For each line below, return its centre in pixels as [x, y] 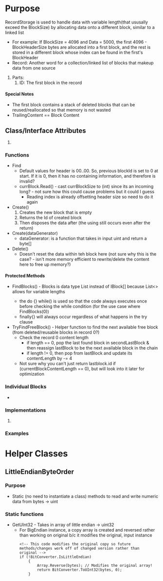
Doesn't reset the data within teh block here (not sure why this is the [88, 254]
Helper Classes [36, 454]
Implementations [26, 410]
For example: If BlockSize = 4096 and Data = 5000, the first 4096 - [79, 42]
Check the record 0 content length [54, 338]
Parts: [18, 77]
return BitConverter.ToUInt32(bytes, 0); [80, 570]
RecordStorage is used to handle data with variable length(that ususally [77, 22]
